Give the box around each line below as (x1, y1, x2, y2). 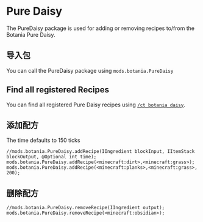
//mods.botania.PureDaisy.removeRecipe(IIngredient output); (6, 205, 165, 211)
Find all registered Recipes (6, 84, 110, 95)
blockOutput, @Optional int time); (6, 154, 97, 160)
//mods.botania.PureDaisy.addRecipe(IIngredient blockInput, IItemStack (6, 149, 195, 155)
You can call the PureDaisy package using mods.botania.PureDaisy (6, 67, 174, 74)
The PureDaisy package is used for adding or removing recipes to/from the (6, 24, 195, 32)
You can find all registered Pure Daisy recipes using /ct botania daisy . (6, 101, 186, 108)
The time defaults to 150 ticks (6, 136, 80, 144)
